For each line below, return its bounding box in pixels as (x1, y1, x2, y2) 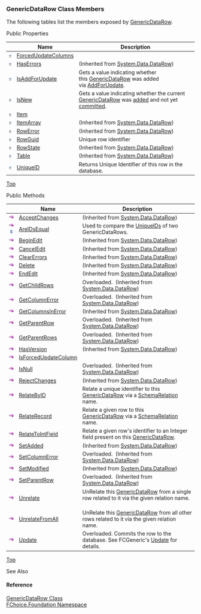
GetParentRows (19, 334, 57, 341)
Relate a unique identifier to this (82, 385, 160, 392)
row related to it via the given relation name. (82, 494, 190, 501)
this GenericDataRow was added (78, 75, 160, 82)
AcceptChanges (19, 214, 59, 221)
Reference (6, 581, 33, 588)
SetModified (19, 465, 49, 472)
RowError (16, 127, 40, 135)
